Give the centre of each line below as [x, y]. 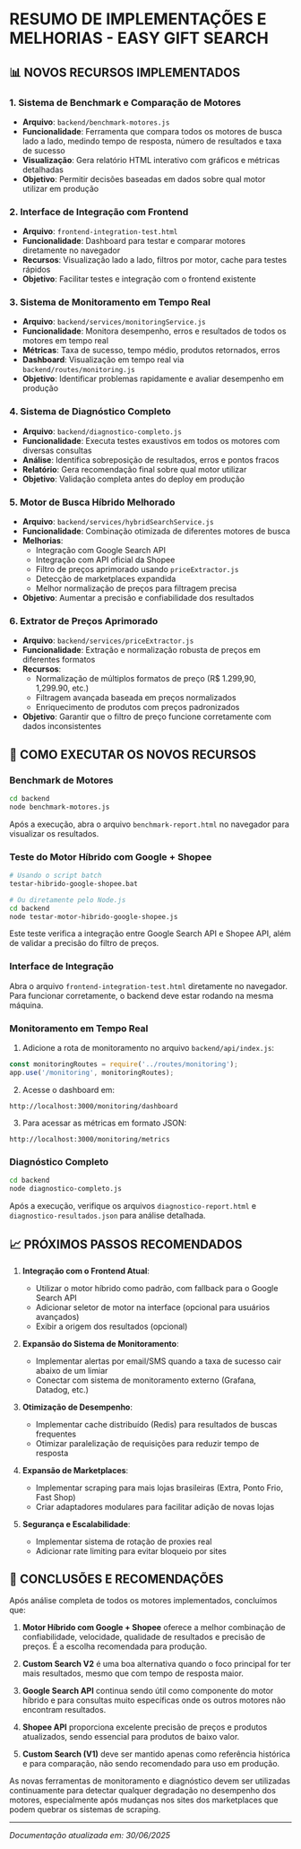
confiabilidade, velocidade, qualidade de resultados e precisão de [144, 1637]
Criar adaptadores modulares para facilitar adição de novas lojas [155, 1506]
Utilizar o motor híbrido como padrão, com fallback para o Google [157, 1288]
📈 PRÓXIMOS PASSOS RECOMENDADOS [126, 1245]
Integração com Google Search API [100, 551]
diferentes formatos [59, 660]
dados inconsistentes [61, 726]
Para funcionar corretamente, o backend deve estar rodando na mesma [142, 995]
